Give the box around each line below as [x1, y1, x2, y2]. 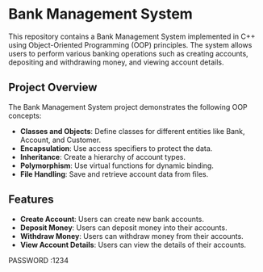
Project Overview [8, 81, 98, 94]
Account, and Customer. [19, 135, 102, 144]
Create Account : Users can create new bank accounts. [19, 214, 204, 224]
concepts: [8, 111, 42, 120]
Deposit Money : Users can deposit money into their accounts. [19, 223, 228, 232]
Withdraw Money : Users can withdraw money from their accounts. [19, 231, 244, 241]
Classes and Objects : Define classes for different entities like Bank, [19, 126, 245, 136]
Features [8, 193, 54, 207]
